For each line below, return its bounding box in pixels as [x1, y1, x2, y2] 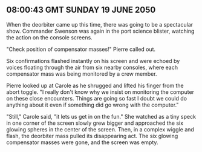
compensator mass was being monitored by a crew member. [6, 70, 157, 78]
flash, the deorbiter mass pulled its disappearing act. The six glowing [6, 132, 178, 139]
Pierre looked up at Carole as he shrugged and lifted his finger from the [6, 82, 184, 89]
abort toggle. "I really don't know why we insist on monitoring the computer [6, 88, 195, 96]
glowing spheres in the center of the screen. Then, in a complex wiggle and [6, 125, 195, 133]
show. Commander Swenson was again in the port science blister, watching [6, 27, 195, 35]
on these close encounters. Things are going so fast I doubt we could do [6, 94, 187, 102]
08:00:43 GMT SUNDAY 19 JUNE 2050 [6, 5, 156, 15]
